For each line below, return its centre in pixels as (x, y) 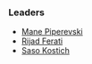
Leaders (27, 12)
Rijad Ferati (42, 41)
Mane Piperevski (52, 32)
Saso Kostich (46, 51)
